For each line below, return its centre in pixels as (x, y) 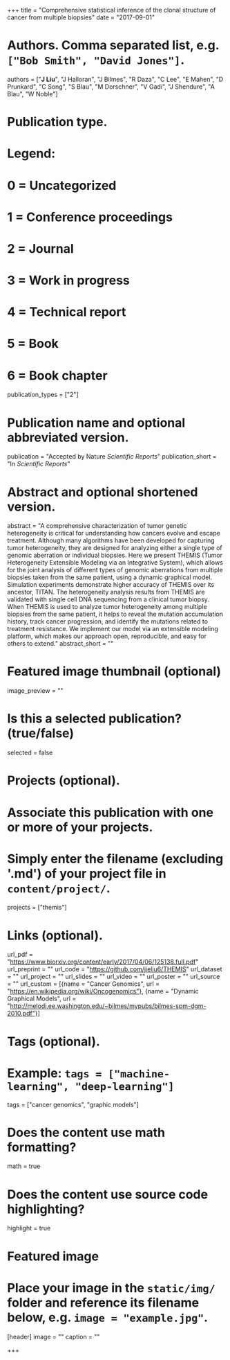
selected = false (30, 753)
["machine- (139, 1074)
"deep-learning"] (125, 1087)
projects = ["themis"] (37, 908)
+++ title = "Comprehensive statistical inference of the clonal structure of (112, 10)
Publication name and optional (96, 423)
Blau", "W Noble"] (32, 94)
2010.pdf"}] (23, 1014)
